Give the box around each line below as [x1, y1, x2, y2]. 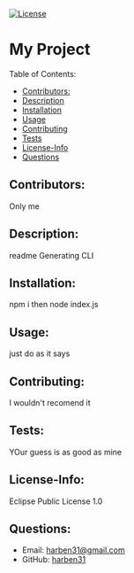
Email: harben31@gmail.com [21, 545, 125, 555]
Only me [9, 200, 40, 212]
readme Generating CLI [9, 250, 94, 260]
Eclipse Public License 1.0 [9, 496, 103, 507]
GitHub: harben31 [21, 554, 86, 565]
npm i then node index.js [9, 299, 99, 310]
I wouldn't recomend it [9, 398, 91, 407]
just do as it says [9, 348, 71, 359]
